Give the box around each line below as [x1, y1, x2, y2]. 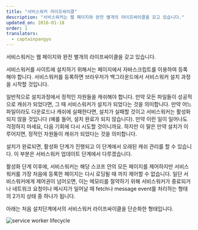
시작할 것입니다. [12, 81, 49, 88]
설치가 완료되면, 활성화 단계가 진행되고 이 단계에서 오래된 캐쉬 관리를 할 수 [6, 143, 176, 150]
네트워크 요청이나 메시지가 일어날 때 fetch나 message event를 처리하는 [12, 185, 177, 192]
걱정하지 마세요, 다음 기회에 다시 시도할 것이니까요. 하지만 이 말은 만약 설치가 [6, 123, 183, 130]
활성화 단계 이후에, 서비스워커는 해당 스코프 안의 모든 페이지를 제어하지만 [6, 163, 173, 170]
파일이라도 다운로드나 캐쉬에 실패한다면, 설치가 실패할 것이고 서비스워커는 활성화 [6, 108, 191, 115]
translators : [6, 31, 38, 37]
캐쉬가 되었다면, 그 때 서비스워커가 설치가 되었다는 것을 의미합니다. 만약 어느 [17, 101, 192, 107]
